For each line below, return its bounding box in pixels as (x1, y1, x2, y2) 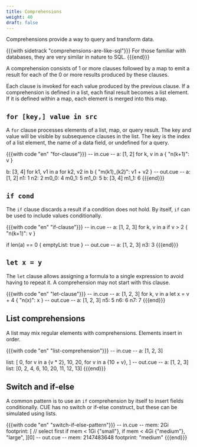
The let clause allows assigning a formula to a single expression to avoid (6, 272, 184, 279)
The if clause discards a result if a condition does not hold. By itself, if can (6, 206, 191, 213)
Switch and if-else (6, 382, 75, 392)
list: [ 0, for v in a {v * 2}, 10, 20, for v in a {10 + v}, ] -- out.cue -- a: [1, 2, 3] (6, 358, 189, 366)
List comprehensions (6, 314, 86, 324)
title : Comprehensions (6, 8, 62, 15)
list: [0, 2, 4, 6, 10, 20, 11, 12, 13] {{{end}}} (6, 364, 106, 372)
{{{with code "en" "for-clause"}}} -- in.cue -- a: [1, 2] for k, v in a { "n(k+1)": (6, 151, 190, 158)
